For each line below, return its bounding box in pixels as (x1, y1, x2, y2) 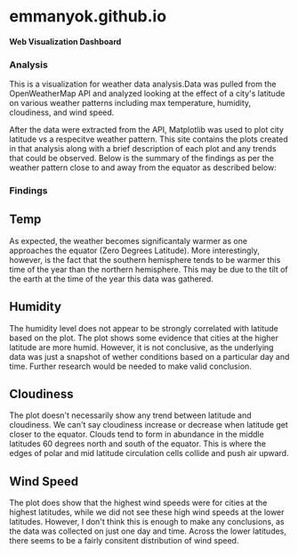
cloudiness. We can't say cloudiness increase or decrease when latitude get (9, 420, 288, 430)
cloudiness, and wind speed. (9, 107, 115, 118)
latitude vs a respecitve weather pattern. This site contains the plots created (9, 134, 289, 144)
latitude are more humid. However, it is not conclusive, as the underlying (9, 341, 274, 353)
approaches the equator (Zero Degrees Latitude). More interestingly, (9, 245, 260, 256)
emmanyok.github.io (9, 6, 167, 27)
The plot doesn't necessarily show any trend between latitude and (9, 410, 252, 420)
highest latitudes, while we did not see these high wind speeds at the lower (9, 507, 285, 518)
